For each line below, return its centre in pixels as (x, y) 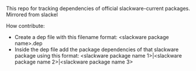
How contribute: (25, 26)
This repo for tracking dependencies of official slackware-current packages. (98, 8)
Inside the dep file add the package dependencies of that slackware (97, 49)
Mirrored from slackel (32, 15)
